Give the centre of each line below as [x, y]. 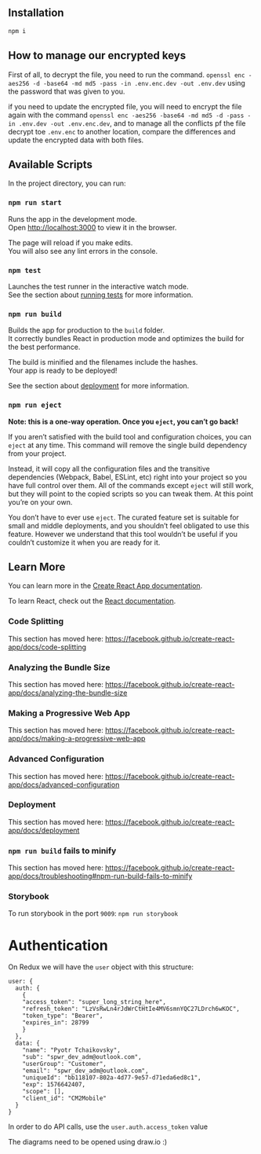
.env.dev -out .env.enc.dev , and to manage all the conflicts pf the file [132, 123]
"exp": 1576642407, [54, 1085]
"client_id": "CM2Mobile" [65, 1099]
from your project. [37, 453]
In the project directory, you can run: [67, 183]
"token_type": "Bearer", [63, 1016]
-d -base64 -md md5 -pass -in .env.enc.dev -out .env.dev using [139, 83]
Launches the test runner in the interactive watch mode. [99, 286]
